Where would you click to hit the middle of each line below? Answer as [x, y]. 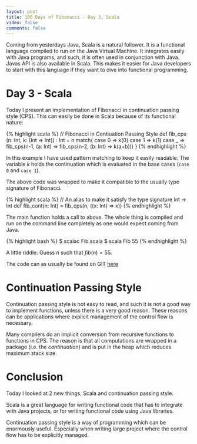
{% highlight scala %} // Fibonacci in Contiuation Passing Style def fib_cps [96, 134]
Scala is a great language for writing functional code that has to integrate [95, 405]
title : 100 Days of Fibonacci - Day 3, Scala [63, 17]
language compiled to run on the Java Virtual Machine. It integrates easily [95, 51]
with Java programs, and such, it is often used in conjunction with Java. [93, 57]
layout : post [22, 11]
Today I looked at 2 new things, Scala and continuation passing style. [90, 393]
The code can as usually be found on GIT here [62, 264]
